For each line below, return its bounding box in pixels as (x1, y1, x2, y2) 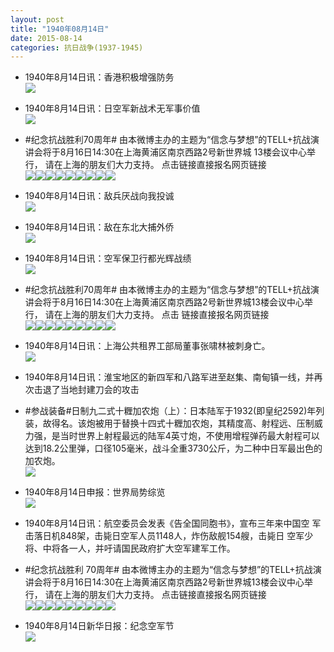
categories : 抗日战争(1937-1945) (10, 42, 144, 53)
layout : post (10, 14, 65, 25)
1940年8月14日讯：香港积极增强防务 (24, 71, 175, 83)
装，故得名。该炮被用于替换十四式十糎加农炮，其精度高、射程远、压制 (24, 417, 315, 430)
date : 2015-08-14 (10, 33, 83, 43)
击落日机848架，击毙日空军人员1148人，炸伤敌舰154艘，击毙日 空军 (24, 530, 305, 542)
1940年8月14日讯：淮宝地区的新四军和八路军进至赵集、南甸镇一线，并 (24, 371, 315, 383)
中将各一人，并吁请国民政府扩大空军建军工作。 (42, 542, 236, 555)
